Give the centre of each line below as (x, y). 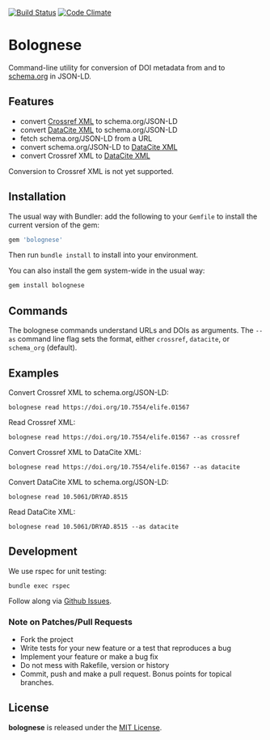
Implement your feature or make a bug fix (89, 657)
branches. (37, 683)
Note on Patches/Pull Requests (71, 622)
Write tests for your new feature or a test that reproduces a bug (126, 649)
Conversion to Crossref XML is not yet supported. (91, 171)
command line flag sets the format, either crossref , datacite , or (124, 339)
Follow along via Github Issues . (60, 601)
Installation (37, 197)
